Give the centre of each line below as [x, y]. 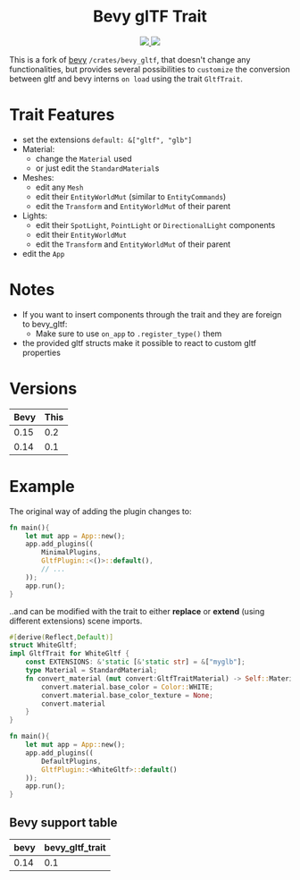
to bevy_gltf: [45, 324]
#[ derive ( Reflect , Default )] [62, 637]
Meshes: [38, 177]
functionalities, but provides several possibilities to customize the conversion [150, 69]
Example [42, 486]
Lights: [34, 216]
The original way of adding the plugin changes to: [100, 511]
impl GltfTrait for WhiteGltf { [69, 654]
